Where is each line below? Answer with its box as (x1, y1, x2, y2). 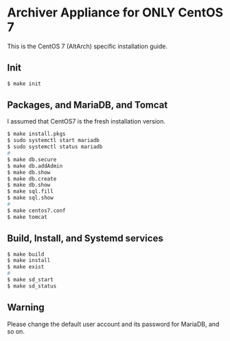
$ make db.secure (7, 156, 57, 163)
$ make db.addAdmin (7, 163, 63, 169)
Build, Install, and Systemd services (7, 233, 163, 244)
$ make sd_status (7, 283, 57, 290)
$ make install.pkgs (7, 130, 67, 138)
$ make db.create (7, 175, 57, 183)
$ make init (7, 80, 41, 87)
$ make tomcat (7, 213, 48, 220)
